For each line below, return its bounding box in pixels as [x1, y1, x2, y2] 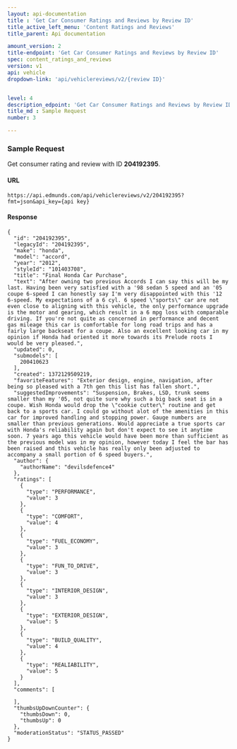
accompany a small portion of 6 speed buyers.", [7, 451, 153, 458]
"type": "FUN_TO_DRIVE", [25, 562, 99, 570]
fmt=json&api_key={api [7, 198, 74, 205]
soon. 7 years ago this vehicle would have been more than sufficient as [7, 432, 229, 440]
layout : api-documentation [7, 10, 87, 18]
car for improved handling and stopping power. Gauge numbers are [7, 414, 207, 421]
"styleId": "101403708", [13, 266, 87, 273]
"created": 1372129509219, [13, 370, 93, 378]
